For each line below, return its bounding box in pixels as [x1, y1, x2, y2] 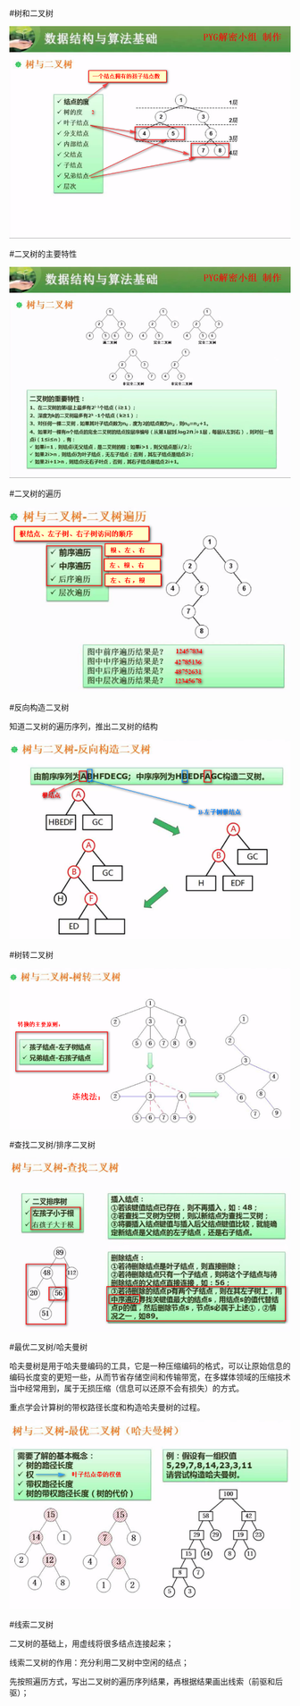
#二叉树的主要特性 [9, 248, 78, 259]
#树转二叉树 [9, 949, 54, 960]
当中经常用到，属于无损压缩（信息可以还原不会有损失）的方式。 [9, 1383, 244, 1394]
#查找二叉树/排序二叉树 [9, 1139, 96, 1150]
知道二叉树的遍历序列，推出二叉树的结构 [9, 720, 158, 731]
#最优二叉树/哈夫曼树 [9, 1341, 87, 1352]
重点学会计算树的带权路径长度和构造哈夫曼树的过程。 [9, 1402, 205, 1413]
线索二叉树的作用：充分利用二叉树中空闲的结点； [9, 1657, 189, 1668]
